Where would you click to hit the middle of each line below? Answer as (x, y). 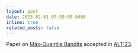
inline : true (22, 22)
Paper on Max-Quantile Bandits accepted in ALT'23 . (69, 44)
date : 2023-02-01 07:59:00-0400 (46, 17)
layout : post (22, 11)
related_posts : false (33, 28)
